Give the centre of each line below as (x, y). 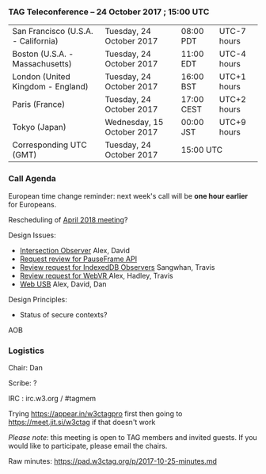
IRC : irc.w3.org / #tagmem (52, 398)
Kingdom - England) (50, 87)
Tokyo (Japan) (40, 127)
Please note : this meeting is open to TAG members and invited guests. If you (133, 437)
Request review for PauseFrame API (78, 259)
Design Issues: (32, 235)
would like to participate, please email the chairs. (88, 446)
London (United (41, 77)
